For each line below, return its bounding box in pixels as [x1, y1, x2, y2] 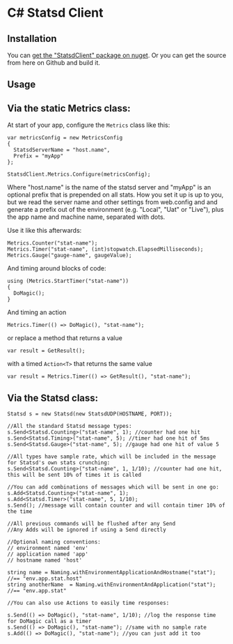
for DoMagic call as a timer [7, 618, 92, 625]
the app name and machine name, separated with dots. [7, 213, 166, 221]
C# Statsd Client [7, 5, 104, 21]
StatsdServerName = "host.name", [13, 146, 111, 154]
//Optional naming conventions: [7, 539, 101, 546]
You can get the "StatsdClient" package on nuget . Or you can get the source [7, 51, 227, 59]
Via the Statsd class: [7, 392, 99, 404]
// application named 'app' [7, 551, 89, 558]
